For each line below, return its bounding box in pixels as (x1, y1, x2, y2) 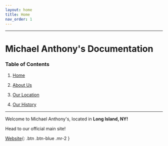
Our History (12, 101, 36, 107)
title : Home (5, 12, 30, 17)
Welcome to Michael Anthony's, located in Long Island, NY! (5, 116, 128, 122)
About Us (12, 82, 32, 88)
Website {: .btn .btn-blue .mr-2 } (5, 135, 70, 141)
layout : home (5, 7, 32, 13)
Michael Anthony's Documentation (5, 43, 153, 54)
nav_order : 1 (5, 17, 32, 22)
